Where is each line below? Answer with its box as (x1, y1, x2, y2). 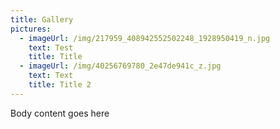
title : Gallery (10, 14, 74, 25)
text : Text (28, 71, 74, 81)
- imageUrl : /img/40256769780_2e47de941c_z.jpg (19, 61, 222, 71)
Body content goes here (10, 107, 110, 119)
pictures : (10, 24, 52, 34)
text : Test (28, 42, 74, 53)
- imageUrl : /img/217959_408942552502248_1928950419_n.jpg (19, 33, 271, 43)
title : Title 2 (28, 80, 92, 90)
